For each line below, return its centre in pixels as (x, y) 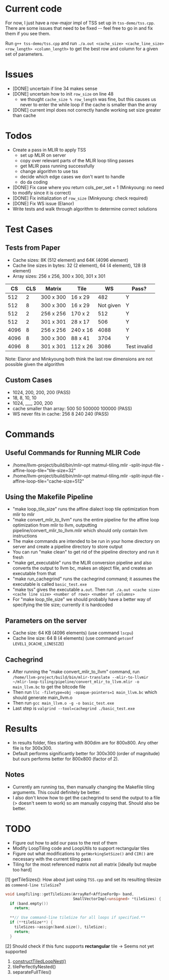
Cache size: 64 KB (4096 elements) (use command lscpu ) (73, 633)
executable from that (34, 574)
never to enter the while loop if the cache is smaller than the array (89, 105)
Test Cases (29, 229)
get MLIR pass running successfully (57, 166)
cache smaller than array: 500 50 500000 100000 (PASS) (72, 408)
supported (16, 951)
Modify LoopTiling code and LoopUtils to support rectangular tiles (81, 848)
